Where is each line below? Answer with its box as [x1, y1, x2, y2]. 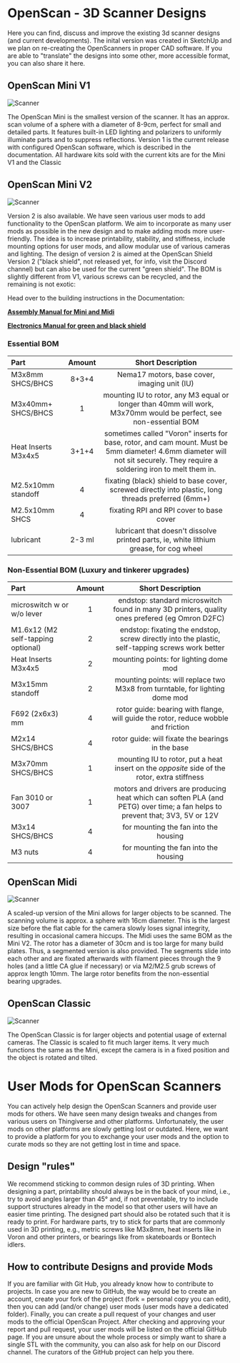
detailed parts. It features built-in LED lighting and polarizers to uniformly [7, 127, 222, 136]
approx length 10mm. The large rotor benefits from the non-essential [7, 969, 209, 977]
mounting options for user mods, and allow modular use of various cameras [7, 241, 231, 251]
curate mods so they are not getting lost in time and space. [7, 1140, 181, 1148]
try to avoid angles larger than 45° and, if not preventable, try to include [7, 1194, 219, 1203]
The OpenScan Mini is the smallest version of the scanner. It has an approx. [7, 112, 230, 121]
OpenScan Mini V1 [7, 80, 91, 92]
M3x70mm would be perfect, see [109, 408, 223, 418]
